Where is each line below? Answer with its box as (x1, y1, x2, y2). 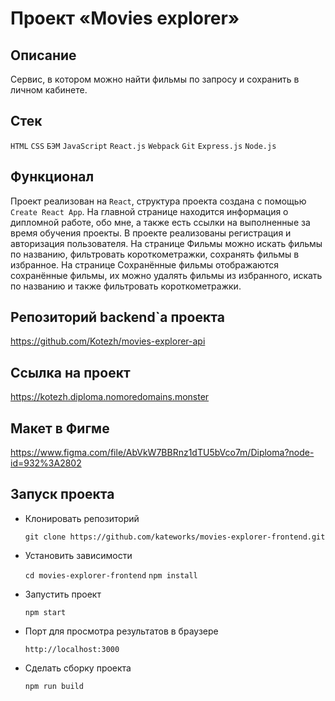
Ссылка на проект (10, 364, 131, 381)
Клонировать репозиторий (24, 512, 140, 524)
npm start (24, 607, 67, 617)
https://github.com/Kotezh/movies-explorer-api (10, 335, 206, 347)
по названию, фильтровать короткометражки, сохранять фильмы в (10, 248, 300, 260)
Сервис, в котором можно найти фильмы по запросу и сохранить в (10, 73, 300, 85)
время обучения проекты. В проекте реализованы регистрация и (10, 227, 292, 239)
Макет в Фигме (10, 420, 110, 437)
